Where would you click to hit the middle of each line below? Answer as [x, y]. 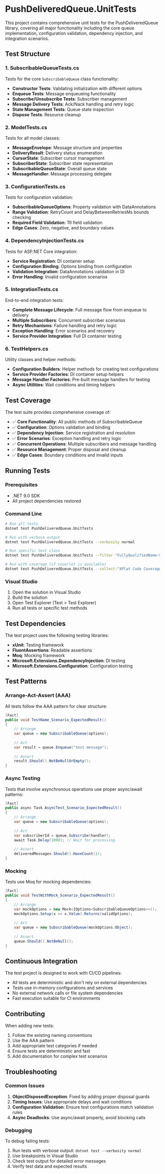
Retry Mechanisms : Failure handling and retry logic [64, 325]
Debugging [19, 1130]
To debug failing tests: [28, 1141]
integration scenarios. [27, 38]
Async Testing [23, 778]
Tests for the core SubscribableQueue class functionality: [62, 79]
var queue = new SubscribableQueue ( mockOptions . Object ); [73, 928]
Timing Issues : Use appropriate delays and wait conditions [72, 1101]
